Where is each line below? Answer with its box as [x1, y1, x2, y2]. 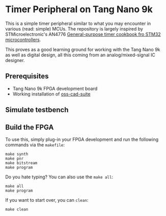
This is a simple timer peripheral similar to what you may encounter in [5, 20, 151, 26]
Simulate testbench [5, 106, 69, 114]
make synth [5, 151, 29, 157]
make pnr [5, 156, 24, 161]
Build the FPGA [5, 123, 54, 132]
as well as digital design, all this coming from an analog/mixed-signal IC [5, 52, 155, 58]
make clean [5, 207, 29, 212]
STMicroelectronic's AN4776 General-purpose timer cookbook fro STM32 [5, 31, 161, 37]
